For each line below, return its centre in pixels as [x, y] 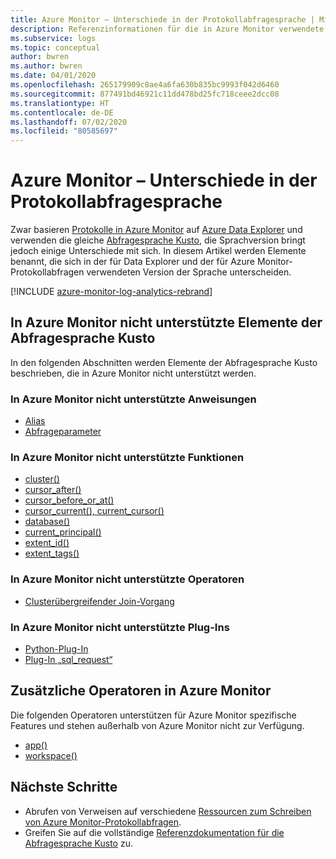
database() [47, 522]
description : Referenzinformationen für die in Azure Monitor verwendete [167, 29]
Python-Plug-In [56, 649]
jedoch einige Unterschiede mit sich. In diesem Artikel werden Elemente [158, 251]
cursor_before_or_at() [69, 500]
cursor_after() [53, 490]
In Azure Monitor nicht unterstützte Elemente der [166, 322]
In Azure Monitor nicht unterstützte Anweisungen [133, 399]
